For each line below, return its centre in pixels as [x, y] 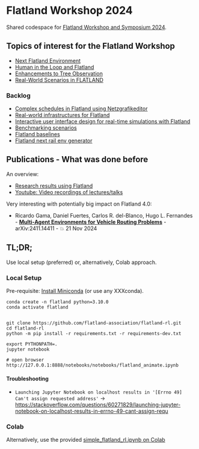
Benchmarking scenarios [46, 128]
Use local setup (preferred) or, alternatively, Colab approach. [82, 262]
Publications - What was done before [77, 159]
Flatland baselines [37, 134]
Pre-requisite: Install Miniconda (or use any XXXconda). [75, 290]
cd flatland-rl [25, 328]
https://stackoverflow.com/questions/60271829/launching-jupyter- [98, 405]
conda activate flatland [37, 307]
